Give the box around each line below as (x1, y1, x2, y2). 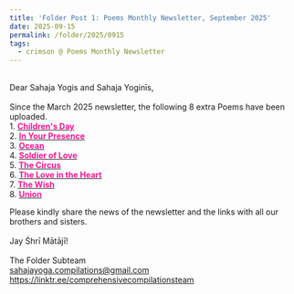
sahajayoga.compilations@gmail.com (9, 265, 150, 276)
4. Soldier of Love (9, 150, 78, 161)
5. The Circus (9, 160, 61, 171)
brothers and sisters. (9, 216, 88, 227)
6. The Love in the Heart (9, 170, 102, 181)
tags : (9, 38, 30, 48)
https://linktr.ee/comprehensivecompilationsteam (9, 275, 194, 286)
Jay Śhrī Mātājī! (9, 236, 68, 247)
